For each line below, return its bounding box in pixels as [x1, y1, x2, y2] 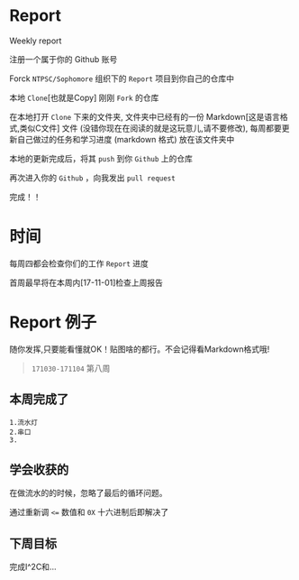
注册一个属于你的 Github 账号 [9, 53, 118, 64]
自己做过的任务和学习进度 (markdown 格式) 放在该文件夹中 [16, 133, 235, 144]
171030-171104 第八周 [31, 363, 111, 373]
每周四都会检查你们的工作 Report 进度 [9, 258, 149, 269]
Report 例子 [9, 312, 97, 333]
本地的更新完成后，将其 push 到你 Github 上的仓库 [9, 152, 194, 163]
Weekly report [9, 35, 62, 46]
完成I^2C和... [9, 561, 57, 573]
